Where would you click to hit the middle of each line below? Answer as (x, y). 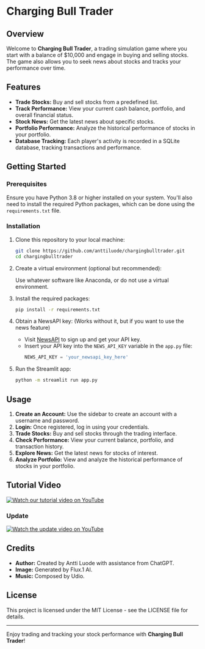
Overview (25, 34)
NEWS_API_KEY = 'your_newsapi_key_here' (76, 357)
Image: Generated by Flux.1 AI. (54, 569)
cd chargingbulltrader (44, 256)
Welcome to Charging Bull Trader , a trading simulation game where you (97, 48)
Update (17, 516)
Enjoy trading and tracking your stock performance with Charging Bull (95, 634)
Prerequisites (27, 184)
